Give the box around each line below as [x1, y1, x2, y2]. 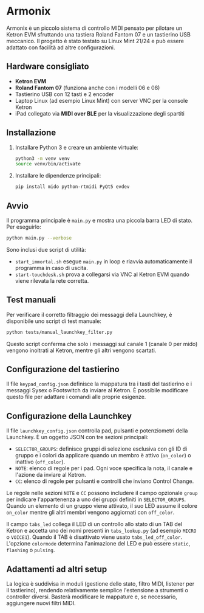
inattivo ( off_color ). [15, 458, 66, 466]
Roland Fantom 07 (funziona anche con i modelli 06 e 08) [15, 84, 160, 91]
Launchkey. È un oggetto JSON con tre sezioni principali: [6, 434, 149, 441]
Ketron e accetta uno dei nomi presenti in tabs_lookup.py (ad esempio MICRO [6, 527, 197, 535]
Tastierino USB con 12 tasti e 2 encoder [15, 90, 114, 98]
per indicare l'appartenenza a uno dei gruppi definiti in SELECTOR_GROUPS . [6, 496, 186, 503]
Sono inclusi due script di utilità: [6, 246, 86, 253]
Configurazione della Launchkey [6, 410, 132, 421]
